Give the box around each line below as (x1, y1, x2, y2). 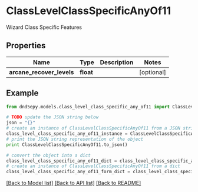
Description (100, 58, 134, 66)
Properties (6, 41, 46, 51)
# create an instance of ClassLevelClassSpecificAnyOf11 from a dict (6, 163, 181, 169)
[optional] (139, 68, 167, 76)
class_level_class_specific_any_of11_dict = (6, 158, 117, 164)
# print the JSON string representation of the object (6, 136, 144, 142)
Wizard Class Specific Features (6, 24, 82, 31)
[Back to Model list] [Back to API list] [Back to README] (6, 180, 141, 187)
